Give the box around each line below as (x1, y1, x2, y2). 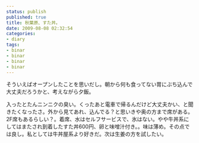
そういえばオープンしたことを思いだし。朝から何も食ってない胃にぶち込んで (6, 81, 193, 88)
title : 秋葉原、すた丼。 (6, 20, 61, 26)
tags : (6, 42, 20, 48)
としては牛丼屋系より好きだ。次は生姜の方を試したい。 (31, 131, 168, 138)
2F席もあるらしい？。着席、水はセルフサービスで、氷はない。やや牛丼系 (6, 116, 184, 123)
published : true (6, 14, 46, 20)
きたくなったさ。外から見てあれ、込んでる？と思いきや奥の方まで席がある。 (6, 108, 194, 116)
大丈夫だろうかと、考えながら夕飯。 (6, 88, 94, 96)
